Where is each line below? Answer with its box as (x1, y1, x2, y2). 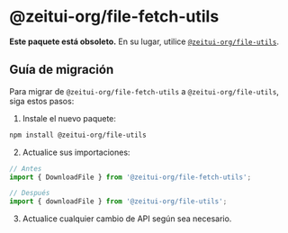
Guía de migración (9, 62, 114, 77)
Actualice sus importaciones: (22, 147, 130, 157)
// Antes (9, 164, 42, 173)
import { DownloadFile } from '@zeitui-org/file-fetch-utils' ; (9, 173, 252, 182)
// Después (9, 189, 50, 198)
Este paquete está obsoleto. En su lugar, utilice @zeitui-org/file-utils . (9, 36, 279, 47)
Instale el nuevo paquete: (22, 112, 117, 123)
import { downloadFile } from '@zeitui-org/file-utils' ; (9, 197, 228, 206)
